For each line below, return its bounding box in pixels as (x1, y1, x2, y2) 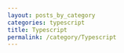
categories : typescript (7, 19, 86, 26)
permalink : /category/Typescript (7, 33, 117, 41)
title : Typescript (7, 26, 67, 34)
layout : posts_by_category (7, 11, 96, 19)
